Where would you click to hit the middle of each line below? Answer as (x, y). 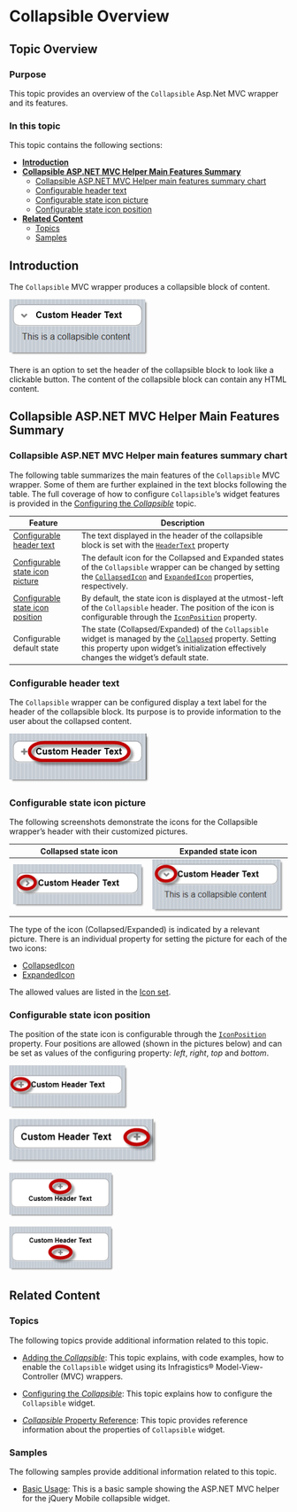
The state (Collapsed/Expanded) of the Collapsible (175, 629)
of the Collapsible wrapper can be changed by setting (180, 567)
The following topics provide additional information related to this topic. (139, 1340)
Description (183, 523)
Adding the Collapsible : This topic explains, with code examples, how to (153, 1357)
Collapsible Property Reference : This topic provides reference (135, 1420)
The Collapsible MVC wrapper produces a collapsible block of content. (140, 286)
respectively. (104, 586)
